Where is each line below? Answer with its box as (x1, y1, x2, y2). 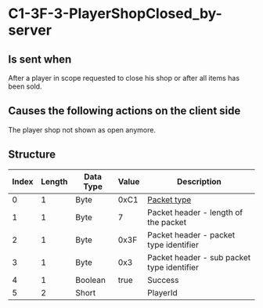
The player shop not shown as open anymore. (8, 125, 157, 134)
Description (177, 176, 222, 187)
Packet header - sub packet (147, 252, 251, 263)
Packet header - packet (147, 229, 236, 240)
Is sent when (8, 53, 72, 66)
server (8, 21, 52, 39)
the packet (147, 216, 186, 227)
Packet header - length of (147, 207, 243, 218)
